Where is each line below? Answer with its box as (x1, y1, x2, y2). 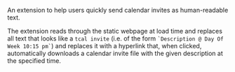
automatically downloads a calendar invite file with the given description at (7, 49, 223, 57)
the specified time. (7, 57, 62, 65)
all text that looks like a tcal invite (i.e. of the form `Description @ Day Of (7, 34, 224, 43)
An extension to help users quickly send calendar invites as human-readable (7, 6, 229, 14)
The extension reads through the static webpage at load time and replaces (7, 27, 223, 35)
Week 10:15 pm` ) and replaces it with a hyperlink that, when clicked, (7, 42, 202, 50)
